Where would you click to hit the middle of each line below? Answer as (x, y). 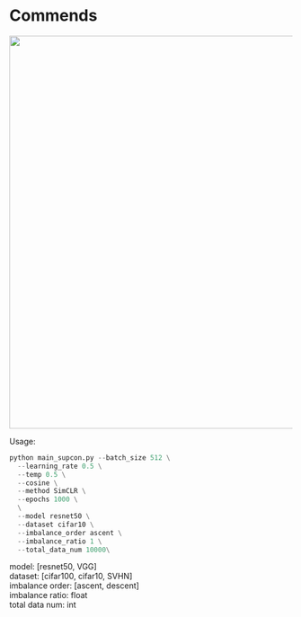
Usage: (22, 441)
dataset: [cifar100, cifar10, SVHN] (71, 577)
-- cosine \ (38, 483)
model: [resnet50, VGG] (53, 567)
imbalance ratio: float (49, 595)
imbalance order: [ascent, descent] (74, 586)
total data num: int (43, 605)
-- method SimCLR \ (52, 491)
